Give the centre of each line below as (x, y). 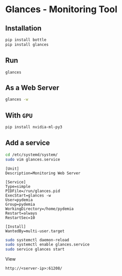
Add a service (28, 143)
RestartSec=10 (20, 217)
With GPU (19, 115)
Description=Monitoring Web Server (43, 173)
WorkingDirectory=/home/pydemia (39, 209)
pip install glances (27, 44)
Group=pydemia (20, 204)
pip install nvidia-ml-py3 (34, 127)
